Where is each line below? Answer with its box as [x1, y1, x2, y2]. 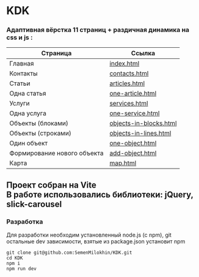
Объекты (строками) [9, 129, 71, 138]
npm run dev [6, 266, 37, 272]
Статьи [9, 79, 31, 88]
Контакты [9, 69, 38, 78]
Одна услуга [9, 109, 47, 118]
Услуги [9, 99, 30, 108]
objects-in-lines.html [109, 129, 172, 138]
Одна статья [9, 89, 46, 98]
